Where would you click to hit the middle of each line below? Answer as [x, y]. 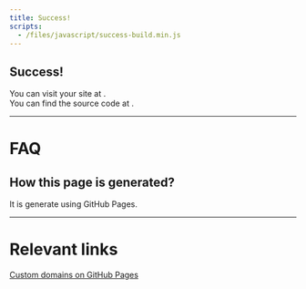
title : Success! [40, 18]
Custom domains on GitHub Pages [74, 275]
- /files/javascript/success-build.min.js [99, 35]
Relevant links [64, 249]
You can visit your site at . [58, 94]
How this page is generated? [92, 182]
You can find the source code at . [72, 103]
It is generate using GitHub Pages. [74, 204]
